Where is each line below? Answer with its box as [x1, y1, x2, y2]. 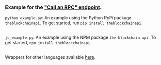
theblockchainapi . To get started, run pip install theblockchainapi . [5, 20, 143, 26]
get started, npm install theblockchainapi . [5, 40, 92, 46]
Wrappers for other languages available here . [5, 54, 96, 60]
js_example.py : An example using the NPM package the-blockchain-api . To [5, 34, 156, 40]
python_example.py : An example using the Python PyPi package [5, 15, 132, 21]
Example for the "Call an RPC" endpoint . [5, 4, 102, 11]
